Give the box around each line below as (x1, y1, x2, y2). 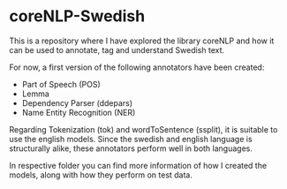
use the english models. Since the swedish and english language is (9, 133, 253, 144)
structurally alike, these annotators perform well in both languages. (9, 143, 253, 154)
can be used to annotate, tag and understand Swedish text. (9, 44, 225, 55)
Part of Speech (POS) (21, 79, 102, 89)
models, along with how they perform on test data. (9, 170, 193, 180)
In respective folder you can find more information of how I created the (9, 160, 268, 170)
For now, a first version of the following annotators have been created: (9, 62, 265, 72)
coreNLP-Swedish (9, 6, 146, 26)
